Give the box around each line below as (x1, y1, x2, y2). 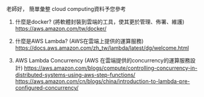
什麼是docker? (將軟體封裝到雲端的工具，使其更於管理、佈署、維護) (15, 18, 185, 25)
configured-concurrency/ (15, 84, 79, 91)
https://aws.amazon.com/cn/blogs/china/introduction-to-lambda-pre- (15, 78, 190, 85)
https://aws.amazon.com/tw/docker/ (15, 25, 107, 32)
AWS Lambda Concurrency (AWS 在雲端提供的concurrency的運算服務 (15, 57, 191, 64)
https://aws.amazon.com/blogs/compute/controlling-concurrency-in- (24, 64, 198, 72)
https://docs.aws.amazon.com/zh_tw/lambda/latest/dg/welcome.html (15, 44, 189, 52)
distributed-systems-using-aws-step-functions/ (15, 72, 135, 78)
